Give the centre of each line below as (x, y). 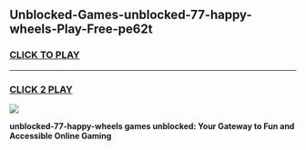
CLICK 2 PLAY (41, 89)
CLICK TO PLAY (45, 55)
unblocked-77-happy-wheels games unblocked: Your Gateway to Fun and (152, 125)
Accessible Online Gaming (61, 135)
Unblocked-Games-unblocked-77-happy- (131, 15)
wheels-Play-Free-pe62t (81, 30)
